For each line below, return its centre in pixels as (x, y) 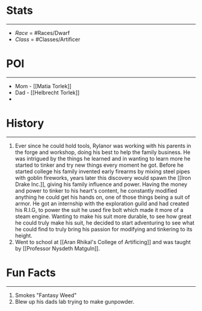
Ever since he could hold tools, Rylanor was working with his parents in (103, 146)
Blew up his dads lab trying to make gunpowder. (75, 301)
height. (24, 236)
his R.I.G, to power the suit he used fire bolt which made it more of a (99, 210)
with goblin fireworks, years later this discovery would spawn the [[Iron (103, 178)
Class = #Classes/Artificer (47, 39)
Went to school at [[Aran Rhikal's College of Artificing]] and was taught (103, 242)
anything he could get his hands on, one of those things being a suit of (103, 197)
